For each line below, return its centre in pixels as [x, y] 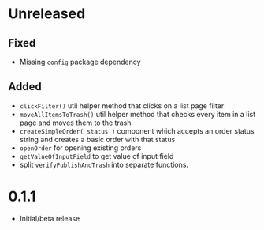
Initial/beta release [50, 218]
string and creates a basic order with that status [97, 139]
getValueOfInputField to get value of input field [97, 156]
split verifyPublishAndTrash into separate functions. [104, 164]
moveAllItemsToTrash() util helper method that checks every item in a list [138, 114]
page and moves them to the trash [75, 123]
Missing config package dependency [80, 62]
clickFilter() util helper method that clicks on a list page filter [122, 106]
